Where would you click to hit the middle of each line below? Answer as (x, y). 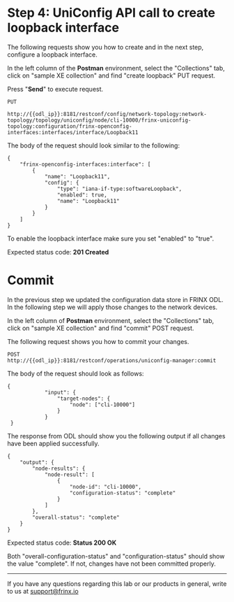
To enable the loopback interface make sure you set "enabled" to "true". (111, 238)
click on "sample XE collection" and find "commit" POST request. (101, 328)
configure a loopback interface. (52, 55)
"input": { (60, 392)
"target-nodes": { (84, 399)
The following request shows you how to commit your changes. (98, 341)
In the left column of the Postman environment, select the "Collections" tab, (116, 68)
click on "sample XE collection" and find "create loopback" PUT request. (111, 76)
